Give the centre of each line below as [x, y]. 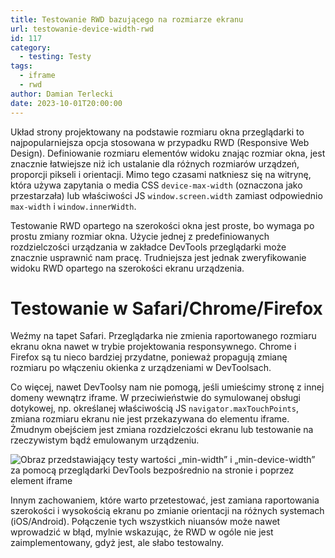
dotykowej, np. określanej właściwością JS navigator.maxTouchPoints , [154, 408]
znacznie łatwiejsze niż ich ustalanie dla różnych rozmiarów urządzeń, [155, 163]
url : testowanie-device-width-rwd [82, 29]
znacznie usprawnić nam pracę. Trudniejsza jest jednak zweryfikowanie [158, 257]
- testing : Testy [55, 57]
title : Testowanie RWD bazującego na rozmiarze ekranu [127, 19]
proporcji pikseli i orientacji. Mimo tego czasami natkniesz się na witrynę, [161, 174]
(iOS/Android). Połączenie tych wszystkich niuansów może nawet [145, 522]
